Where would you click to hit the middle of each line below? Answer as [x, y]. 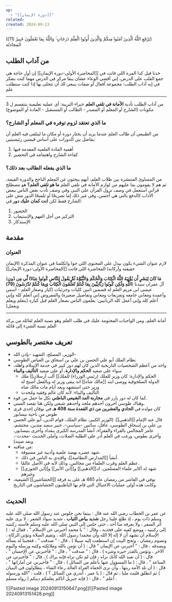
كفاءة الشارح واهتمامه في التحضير [45, 154]
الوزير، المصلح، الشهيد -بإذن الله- [45, 354]
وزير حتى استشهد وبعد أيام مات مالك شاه [60, 387]
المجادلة [14, 44]
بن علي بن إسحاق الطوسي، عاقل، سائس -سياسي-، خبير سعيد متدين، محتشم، [88, 425]
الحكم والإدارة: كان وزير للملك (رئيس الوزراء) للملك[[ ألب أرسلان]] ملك [88, 376]
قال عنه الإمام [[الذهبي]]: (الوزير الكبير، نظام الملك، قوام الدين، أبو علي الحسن [88, 419]
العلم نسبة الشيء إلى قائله [31, 326]
